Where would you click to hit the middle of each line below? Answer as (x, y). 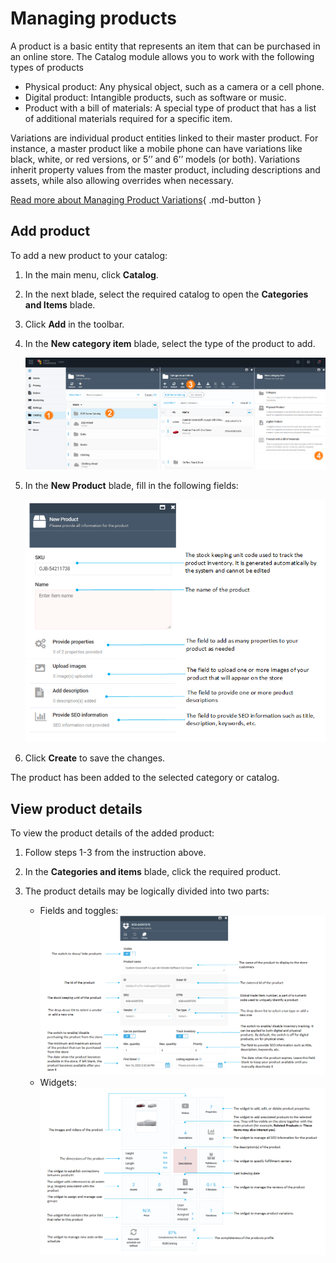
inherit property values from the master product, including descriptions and (165, 169)
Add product (50, 231)
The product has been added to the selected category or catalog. (145, 778)
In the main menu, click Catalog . (91, 274)
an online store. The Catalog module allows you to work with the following (162, 56)
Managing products (93, 18)
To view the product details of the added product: (112, 833)
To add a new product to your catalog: (89, 255)
